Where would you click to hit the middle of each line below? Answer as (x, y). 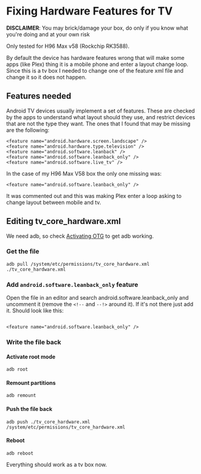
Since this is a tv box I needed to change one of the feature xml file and (95, 70)
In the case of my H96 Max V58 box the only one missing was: (84, 173)
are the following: (28, 130)
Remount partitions (31, 383)
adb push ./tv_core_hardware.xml (48, 422)
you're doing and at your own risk (48, 34)
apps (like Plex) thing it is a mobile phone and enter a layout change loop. (97, 64)
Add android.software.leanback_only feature (72, 285)
